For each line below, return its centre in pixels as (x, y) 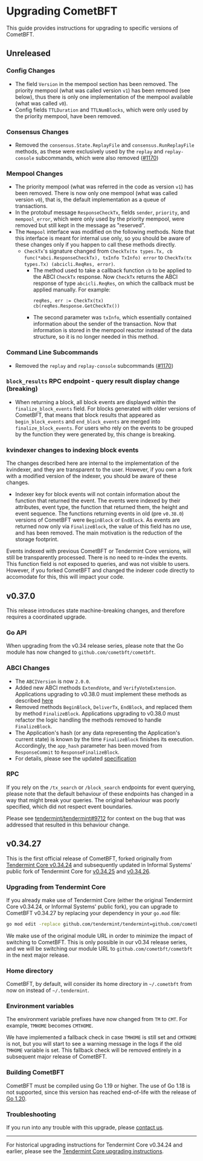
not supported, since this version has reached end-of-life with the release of (101, 1092)
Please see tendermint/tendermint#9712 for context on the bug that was (96, 818)
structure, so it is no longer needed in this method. (96, 337)
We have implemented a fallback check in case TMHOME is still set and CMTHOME (101, 1037)
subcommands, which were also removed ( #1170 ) (97, 158)
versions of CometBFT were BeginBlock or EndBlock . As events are (97, 520)
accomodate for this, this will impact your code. (66, 577)
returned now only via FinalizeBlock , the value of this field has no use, (103, 527)
